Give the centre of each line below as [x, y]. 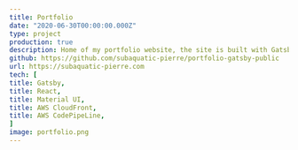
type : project [35, 34]
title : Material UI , [47, 99]
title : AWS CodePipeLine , [57, 116]
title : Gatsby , [37, 83]
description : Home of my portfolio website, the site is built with [138, 50]
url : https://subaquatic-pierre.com [77, 67]
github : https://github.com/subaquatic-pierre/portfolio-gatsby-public [144, 58]
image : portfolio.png [49, 132]
